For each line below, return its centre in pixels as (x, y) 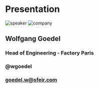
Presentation (32, 9)
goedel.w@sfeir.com (31, 80)
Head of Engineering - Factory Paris (49, 53)
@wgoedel (18, 66)
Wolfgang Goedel (33, 39)
